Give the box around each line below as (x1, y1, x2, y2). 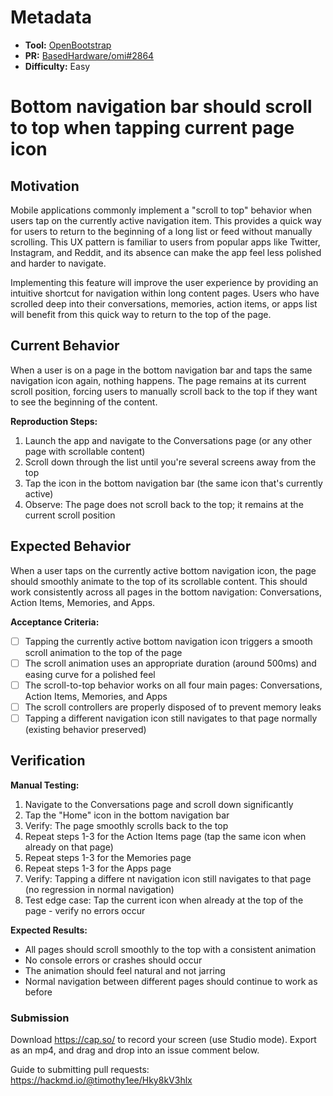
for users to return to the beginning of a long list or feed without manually (10, 225, 313, 237)
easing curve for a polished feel (24, 668, 156, 680)
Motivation (10, 177, 80, 195)
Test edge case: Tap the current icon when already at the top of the (24, 894, 304, 906)
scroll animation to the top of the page (24, 646, 183, 658)
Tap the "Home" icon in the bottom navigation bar (24, 809, 230, 821)
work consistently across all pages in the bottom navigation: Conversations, (10, 586, 322, 598)
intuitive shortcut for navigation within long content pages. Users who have (10, 287, 320, 299)
